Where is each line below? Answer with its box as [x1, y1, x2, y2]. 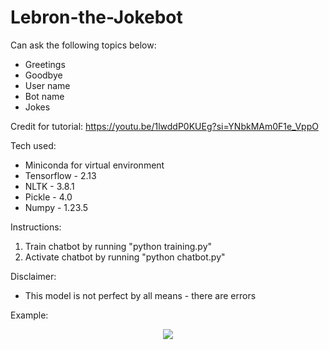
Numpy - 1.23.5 [24, 201, 89, 213]
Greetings [24, 58, 66, 70]
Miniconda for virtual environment [24, 159, 165, 171]
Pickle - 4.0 [24, 191, 73, 203]
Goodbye [24, 69, 63, 81]
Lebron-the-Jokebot [10, 6, 183, 29]
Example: [10, 309, 49, 321]
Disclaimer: [10, 270, 57, 282]
